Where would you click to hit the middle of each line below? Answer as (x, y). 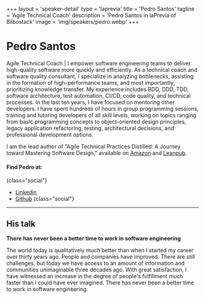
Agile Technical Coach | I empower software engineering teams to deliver (99, 63)
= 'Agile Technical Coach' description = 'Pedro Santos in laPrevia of (91, 15)
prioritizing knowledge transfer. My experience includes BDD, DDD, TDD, (98, 89)
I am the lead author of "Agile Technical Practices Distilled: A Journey (94, 146)
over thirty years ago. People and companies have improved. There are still (101, 256)
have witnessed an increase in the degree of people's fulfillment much (95, 276)
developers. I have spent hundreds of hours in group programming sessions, (103, 109)
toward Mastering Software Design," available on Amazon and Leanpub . (97, 153)
